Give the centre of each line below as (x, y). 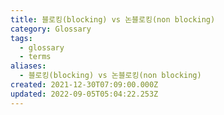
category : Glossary (51, 29)
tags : (21, 38)
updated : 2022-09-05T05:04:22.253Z (84, 94)
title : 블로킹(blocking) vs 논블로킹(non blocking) (113, 19)
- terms (35, 57)
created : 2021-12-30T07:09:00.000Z (84, 85)
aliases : (28, 66)
